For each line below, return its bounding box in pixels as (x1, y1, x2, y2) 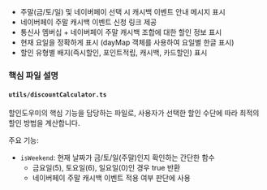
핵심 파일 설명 (8, 70, 59, 81)
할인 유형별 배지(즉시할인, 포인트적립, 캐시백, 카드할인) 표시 (19, 48, 208, 57)
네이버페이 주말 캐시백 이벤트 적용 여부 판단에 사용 (32, 173, 191, 183)
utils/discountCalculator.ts (8, 90, 107, 99)
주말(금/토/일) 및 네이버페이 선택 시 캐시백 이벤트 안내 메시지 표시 (19, 7, 226, 16)
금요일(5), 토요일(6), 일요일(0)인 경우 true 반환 (32, 163, 181, 173)
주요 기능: (8, 136, 39, 145)
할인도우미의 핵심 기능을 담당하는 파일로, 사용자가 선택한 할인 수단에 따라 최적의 (8, 108, 260, 118)
